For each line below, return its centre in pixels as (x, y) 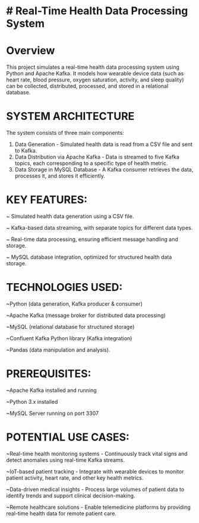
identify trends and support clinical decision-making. (71, 495)
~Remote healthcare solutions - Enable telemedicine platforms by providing (99, 507)
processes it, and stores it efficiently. (60, 176)
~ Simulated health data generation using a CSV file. (70, 216)
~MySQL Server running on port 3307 (53, 413)
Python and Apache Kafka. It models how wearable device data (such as (95, 74)
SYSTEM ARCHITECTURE (70, 116)
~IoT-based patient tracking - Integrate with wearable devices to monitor (95, 471)
